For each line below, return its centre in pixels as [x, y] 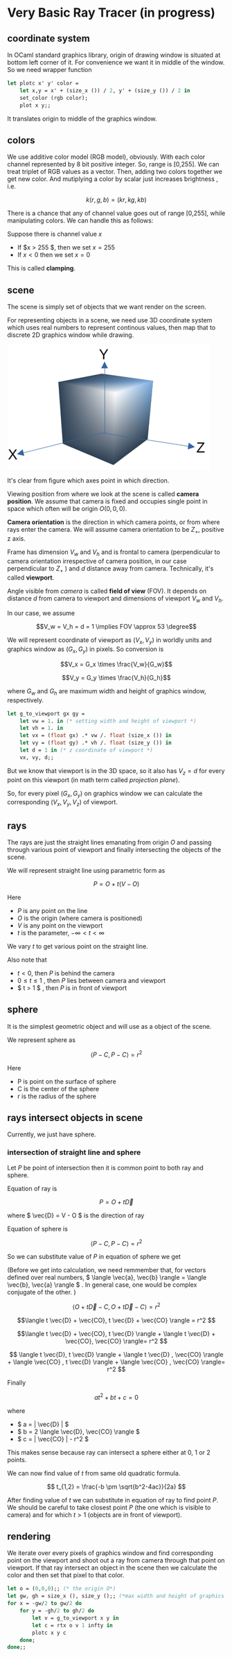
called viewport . [31, 578]
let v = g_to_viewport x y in [75, 1618]
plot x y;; [35, 105]
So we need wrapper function [50, 70]
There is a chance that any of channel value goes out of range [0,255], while [116, 214]
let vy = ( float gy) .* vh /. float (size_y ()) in [96, 743]
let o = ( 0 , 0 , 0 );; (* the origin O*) [62, 1589]
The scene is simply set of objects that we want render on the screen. [107, 307]
